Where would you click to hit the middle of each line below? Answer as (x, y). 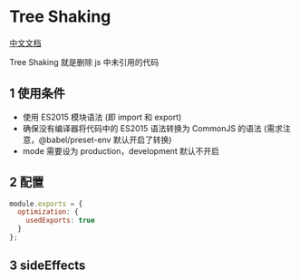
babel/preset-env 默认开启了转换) (109, 139)
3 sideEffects (48, 266)
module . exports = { (46, 204)
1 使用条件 (38, 94)
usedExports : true (60, 221)
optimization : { (48, 212)
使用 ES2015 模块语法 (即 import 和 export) (102, 117)
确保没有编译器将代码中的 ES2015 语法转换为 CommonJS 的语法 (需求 (153, 128)
